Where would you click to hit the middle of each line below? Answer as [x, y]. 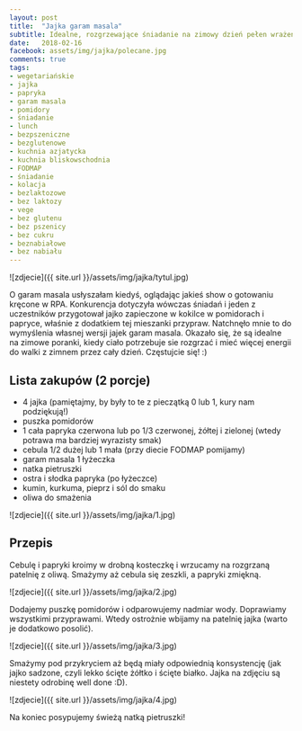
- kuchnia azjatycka [48, 151]
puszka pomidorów [58, 421]
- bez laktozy [36, 202]
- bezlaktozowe [38, 193]
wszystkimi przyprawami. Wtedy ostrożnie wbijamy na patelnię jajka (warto [148, 619]
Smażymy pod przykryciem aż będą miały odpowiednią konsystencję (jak [145, 663]
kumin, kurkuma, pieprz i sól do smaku [94, 487]
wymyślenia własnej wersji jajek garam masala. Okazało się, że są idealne [146, 333]
